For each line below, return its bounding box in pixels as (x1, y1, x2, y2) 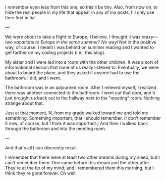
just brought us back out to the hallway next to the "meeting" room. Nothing (5, 95, 160, 101)
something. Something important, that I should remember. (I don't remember (5, 115, 161, 121)
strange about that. (5, 100, 45, 106)
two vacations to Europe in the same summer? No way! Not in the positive (5, 39, 157, 45)
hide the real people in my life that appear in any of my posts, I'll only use (5, 9, 155, 15)
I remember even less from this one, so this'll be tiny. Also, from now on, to (5, 4, 158, 10)
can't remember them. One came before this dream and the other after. (5, 160, 150, 165)
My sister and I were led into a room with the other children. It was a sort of (5, 59, 159, 65)
